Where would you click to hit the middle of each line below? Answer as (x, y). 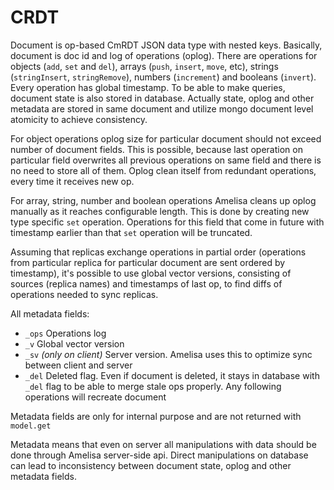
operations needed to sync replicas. (84, 294)
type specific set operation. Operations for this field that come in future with (167, 222)
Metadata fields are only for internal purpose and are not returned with (156, 416)
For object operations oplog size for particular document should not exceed (166, 138)
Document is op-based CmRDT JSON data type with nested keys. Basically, (166, 45)
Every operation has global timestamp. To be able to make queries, (148, 87)
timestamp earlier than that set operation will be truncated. (131, 232)
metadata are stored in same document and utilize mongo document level (162, 108)
